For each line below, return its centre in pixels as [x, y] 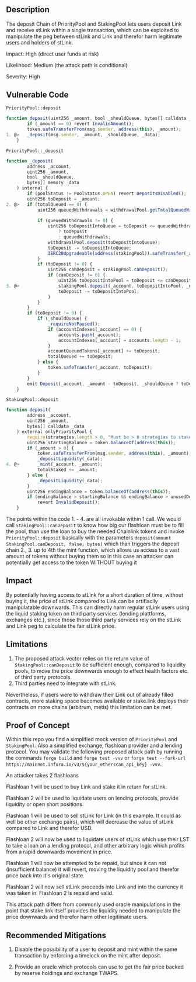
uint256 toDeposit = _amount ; [64, 199]
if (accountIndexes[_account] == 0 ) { [95, 329]
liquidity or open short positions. [45, 804]
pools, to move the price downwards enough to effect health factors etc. [101, 670]
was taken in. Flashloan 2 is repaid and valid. [60, 893]
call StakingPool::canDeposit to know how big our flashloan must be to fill [95, 525]
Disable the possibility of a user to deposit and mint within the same [96, 949]
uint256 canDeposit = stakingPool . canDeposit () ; [108, 270]
